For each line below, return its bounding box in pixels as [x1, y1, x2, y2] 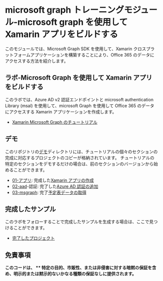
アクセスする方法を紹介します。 [5, 58, 68, 64]
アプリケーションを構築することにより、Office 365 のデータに [30, 52, 155, 57]
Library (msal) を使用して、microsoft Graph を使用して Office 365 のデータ [5, 103, 154, 109]
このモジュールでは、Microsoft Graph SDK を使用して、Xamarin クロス [5, 46, 147, 52]
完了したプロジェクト [12, 235, 55, 241]
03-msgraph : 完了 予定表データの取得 [12, 189, 86, 195]
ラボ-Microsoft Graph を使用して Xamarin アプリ [5, 74, 153, 82]
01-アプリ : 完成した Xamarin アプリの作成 [12, 177, 94, 183]
